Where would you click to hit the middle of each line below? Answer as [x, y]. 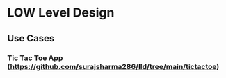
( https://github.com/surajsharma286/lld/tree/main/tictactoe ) [113, 66]
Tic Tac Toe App [35, 58]
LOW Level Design [61, 13]
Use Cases [31, 38]
